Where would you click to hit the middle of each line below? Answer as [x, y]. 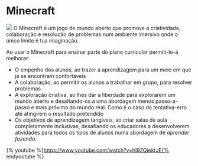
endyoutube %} [25, 156]
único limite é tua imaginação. [43, 40]
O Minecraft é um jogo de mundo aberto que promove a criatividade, [97, 28]
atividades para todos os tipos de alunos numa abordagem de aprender [102, 132]
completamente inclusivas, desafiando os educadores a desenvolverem [102, 126]
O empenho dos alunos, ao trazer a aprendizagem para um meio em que [103, 70]
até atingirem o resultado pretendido [59, 113]
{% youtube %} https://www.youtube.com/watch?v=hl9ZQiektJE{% [88, 150]
